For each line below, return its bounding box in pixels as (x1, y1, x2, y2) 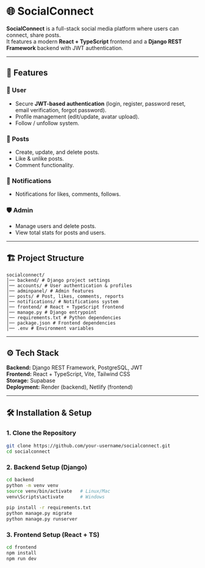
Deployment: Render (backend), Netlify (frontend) (6, 383, 133, 391)
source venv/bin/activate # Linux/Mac (6, 488, 111, 494)
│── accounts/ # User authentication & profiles (6, 282, 132, 289)
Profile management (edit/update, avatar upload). (15, 113, 140, 120)
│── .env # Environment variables (6, 325, 95, 332)
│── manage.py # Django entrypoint (6, 309, 97, 315)
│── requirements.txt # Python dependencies (6, 315, 121, 321)
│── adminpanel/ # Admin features (6, 288, 95, 294)
